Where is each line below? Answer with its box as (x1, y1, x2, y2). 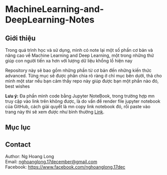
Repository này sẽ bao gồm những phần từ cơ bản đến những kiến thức (5, 67, 152, 73)
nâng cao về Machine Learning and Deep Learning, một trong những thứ (5, 52, 154, 58)
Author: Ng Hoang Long (5, 154, 54, 160)
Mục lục (5, 123, 31, 132)
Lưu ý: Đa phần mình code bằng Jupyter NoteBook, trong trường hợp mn (5, 93, 155, 99)
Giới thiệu (5, 34, 36, 42)
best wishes (5, 83, 30, 89)
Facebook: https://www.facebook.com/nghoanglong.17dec (5, 164, 126, 170)
